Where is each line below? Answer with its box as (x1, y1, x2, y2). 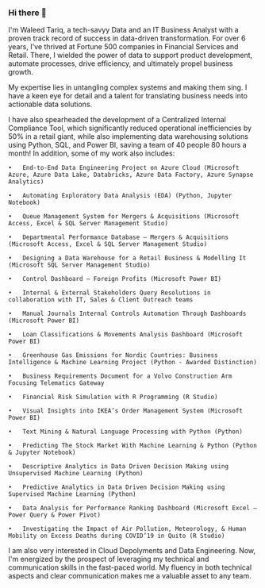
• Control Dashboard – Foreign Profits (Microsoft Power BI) (8, 275, 222, 283)
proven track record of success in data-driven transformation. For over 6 (8, 33, 246, 43)
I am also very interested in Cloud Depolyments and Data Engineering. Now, (8, 546, 256, 555)
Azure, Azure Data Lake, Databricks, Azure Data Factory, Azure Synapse (8, 171, 254, 179)
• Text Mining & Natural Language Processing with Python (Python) (8, 428, 244, 436)
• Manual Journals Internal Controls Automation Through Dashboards (8, 309, 247, 318)
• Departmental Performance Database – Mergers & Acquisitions (8, 233, 229, 241)
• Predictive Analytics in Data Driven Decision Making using (8, 483, 225, 491)
